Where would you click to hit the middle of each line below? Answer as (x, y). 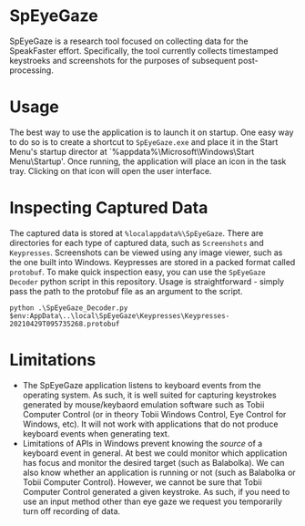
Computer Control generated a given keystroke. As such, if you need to (156, 491)
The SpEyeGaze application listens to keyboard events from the (142, 385)
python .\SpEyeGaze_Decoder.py (69, 308)
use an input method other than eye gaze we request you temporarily (152, 501)
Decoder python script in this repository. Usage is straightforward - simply (147, 281)
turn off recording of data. (71, 511)
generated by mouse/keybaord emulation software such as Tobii (143, 404)
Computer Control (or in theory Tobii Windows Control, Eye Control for (154, 414)
